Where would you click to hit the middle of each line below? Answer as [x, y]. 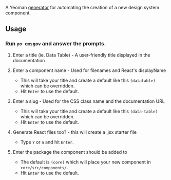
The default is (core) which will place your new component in [85, 162]
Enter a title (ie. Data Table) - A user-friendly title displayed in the [81, 55]
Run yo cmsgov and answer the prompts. [56, 44]
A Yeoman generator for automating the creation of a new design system [82, 7]
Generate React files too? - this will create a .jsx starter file [75, 132]
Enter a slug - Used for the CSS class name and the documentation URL [89, 101]
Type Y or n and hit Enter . [47, 142]
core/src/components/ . [44, 167]
